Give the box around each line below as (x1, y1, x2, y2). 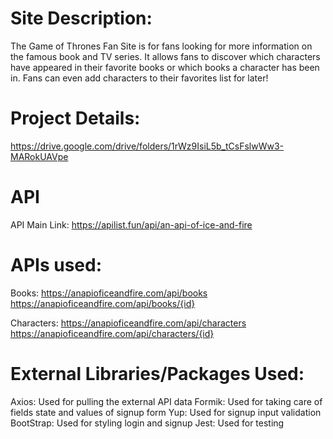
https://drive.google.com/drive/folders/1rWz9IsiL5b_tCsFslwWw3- (10, 140, 285, 152)
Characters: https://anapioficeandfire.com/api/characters (10, 317, 247, 329)
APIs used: (10, 254, 103, 276)
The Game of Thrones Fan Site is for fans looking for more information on (10, 40, 313, 52)
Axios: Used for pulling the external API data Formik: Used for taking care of (10, 395, 323, 407)
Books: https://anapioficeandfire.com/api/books (10, 287, 208, 299)
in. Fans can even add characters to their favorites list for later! (10, 72, 269, 84)
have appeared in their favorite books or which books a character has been (10, 61, 320, 73)
